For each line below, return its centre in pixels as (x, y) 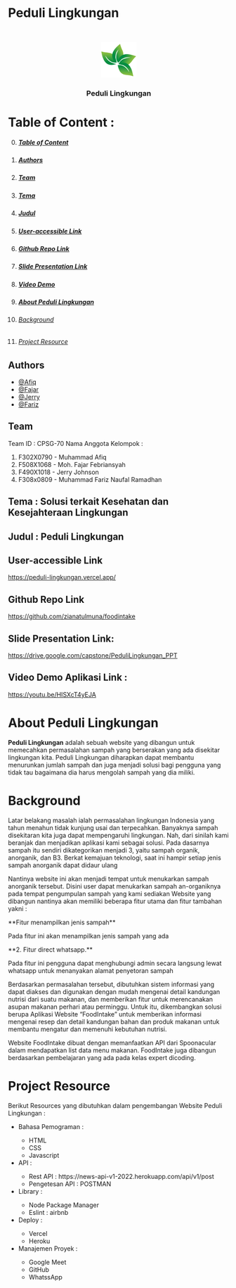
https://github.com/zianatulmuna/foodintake (72, 616)
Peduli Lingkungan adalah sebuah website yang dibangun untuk (101, 742)
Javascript (44, 1155)
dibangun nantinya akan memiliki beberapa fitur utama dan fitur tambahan (115, 901)
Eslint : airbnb (48, 1212)
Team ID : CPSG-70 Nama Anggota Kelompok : (76, 443)
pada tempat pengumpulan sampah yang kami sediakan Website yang (110, 893)
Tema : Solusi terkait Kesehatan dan (88, 502)
